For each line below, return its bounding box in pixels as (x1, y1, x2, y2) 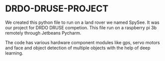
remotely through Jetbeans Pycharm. (5, 30, 82, 36)
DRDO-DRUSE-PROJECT (5, 3, 108, 14)
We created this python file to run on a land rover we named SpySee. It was (5, 19, 160, 25)
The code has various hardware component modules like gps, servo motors (5, 39, 160, 45)
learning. (5, 50, 23, 56)
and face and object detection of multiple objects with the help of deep (5, 45, 151, 51)
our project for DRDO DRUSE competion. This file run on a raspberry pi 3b (5, 24, 157, 30)
